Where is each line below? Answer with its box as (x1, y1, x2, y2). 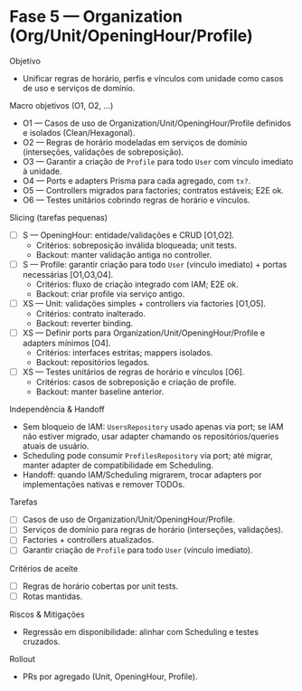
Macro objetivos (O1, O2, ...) (9, 99, 114, 110)
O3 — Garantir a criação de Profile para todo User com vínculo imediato (22, 156, 294, 166)
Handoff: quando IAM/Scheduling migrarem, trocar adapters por (22, 469, 262, 480)
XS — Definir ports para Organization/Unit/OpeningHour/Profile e (22, 327, 265, 338)
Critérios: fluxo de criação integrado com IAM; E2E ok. (35, 279, 240, 290)
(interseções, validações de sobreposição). (22, 147, 184, 157)
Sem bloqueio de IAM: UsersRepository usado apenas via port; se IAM (22, 421, 284, 432)
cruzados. (22, 636, 61, 647)
